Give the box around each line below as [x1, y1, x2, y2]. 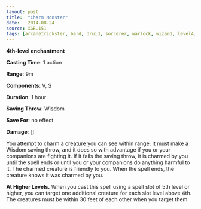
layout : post [6, 8, 39, 15]
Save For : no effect [6, 117, 54, 124]
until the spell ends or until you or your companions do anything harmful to [6, 159, 190, 166]
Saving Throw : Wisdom [6, 105, 65, 112]
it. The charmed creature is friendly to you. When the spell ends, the [6, 165, 175, 173]
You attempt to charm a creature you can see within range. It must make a [6, 140, 188, 147]
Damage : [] [6, 128, 35, 136]
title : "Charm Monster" [6, 14, 68, 20]
